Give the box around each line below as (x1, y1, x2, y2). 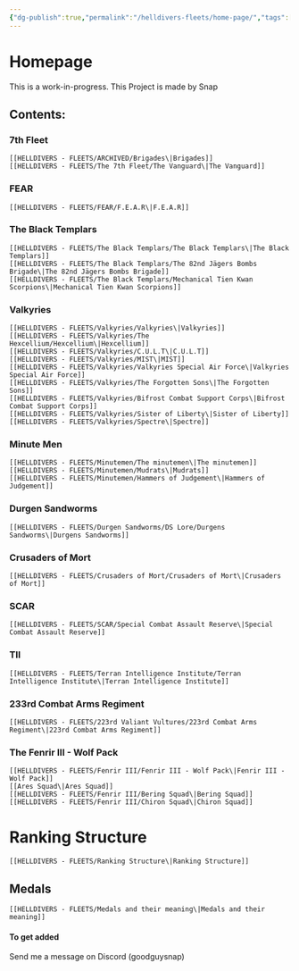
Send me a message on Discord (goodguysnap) (9, 951, 185, 962)
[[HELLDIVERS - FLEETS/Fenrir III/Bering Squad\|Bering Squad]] (9, 790, 253, 799)
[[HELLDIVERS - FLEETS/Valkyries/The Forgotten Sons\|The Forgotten (9, 379, 270, 388)
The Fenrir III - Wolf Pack (9, 746, 119, 758)
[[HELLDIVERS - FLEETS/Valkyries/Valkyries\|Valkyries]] (9, 323, 226, 333)
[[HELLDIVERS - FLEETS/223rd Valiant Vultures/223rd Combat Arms (9, 717, 257, 726)
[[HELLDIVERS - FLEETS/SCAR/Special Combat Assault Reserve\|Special (9, 620, 274, 630)
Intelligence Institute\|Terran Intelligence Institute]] (9, 676, 229, 686)
